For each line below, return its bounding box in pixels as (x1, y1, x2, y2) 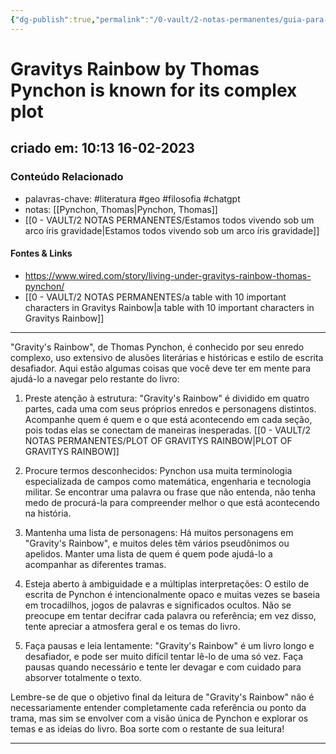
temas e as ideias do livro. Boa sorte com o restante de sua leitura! (10, 722, 285, 735)
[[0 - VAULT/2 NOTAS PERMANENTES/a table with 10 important (24, 291, 287, 303)
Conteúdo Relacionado (10, 170, 124, 184)
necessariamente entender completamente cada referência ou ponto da (10, 701, 307, 713)
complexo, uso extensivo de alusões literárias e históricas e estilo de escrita (10, 351, 324, 363)
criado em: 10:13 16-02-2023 (10, 140, 195, 157)
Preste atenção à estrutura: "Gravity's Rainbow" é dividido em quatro (24, 392, 310, 404)
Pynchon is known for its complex (10, 79, 298, 101)
